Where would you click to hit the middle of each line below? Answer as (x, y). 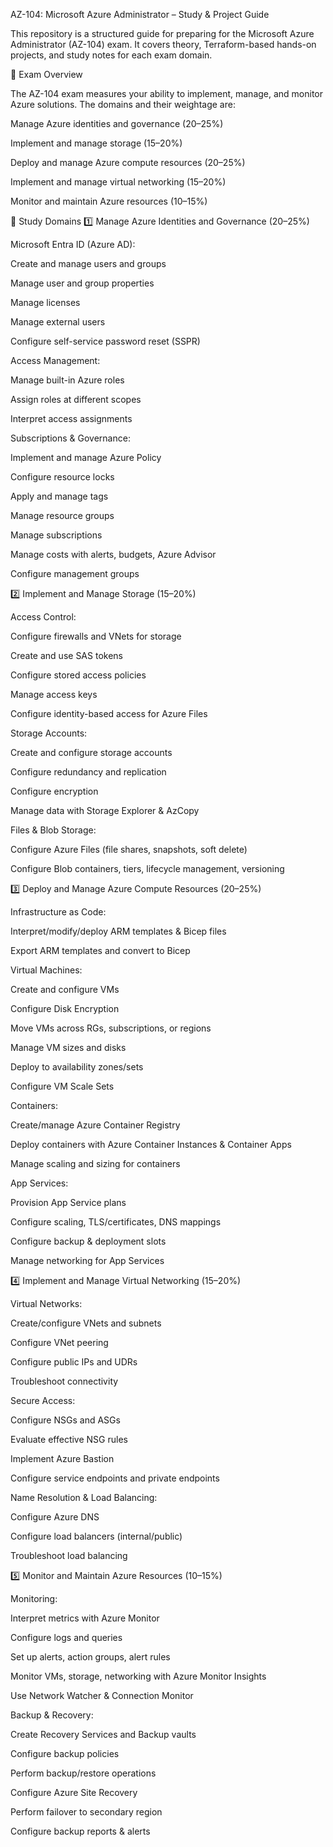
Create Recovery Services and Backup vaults (103, 1734)
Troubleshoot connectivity (64, 1381)
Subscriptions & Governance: (70, 438)
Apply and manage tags (59, 496)
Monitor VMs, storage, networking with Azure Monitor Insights (138, 1676)
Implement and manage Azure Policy (86, 457)
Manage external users (58, 322)
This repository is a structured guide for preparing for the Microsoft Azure (162, 33)
